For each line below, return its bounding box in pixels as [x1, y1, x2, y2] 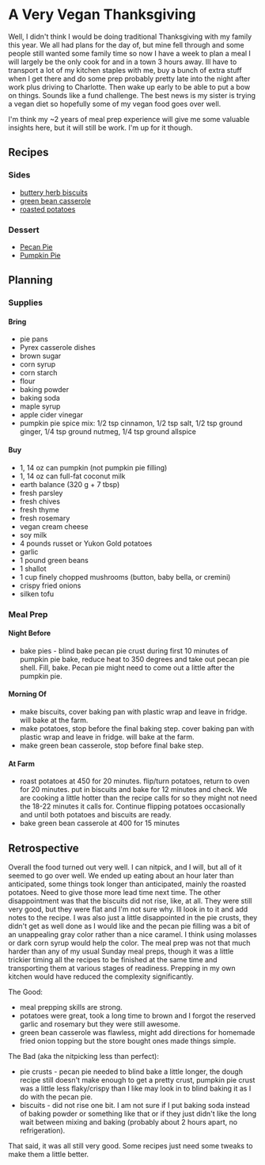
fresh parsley [19, 488, 63, 497]
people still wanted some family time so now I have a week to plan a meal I [8, 48, 252, 58]
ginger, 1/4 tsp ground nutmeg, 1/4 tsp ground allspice [19, 427, 196, 436]
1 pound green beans [19, 555, 89, 565]
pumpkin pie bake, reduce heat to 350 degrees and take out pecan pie [19, 654, 250, 664]
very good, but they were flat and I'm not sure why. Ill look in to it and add [8, 904, 248, 914]
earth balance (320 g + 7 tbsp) [19, 479, 120, 489]
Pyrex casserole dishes [19, 343, 97, 352]
